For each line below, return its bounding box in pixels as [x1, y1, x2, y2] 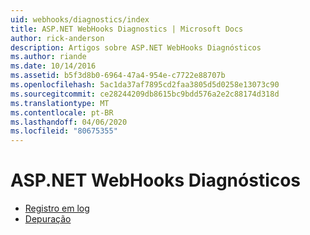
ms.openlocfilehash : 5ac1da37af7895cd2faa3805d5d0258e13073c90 [10, 80, 280, 90]
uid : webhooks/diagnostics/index [10, 14, 150, 25]
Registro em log [24, 202, 90, 215]
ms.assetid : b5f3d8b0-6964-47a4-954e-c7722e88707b [10, 71, 226, 81]
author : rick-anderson [10, 33, 105, 43]
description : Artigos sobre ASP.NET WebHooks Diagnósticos [10, 42, 262, 53]
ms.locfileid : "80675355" [10, 126, 118, 136]
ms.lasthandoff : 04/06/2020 [10, 117, 128, 127]
